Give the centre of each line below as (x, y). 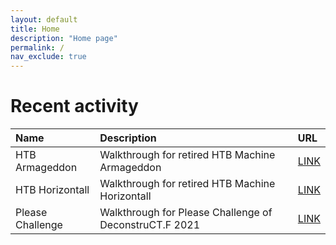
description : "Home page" (64, 38)
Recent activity (74, 106)
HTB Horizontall (52, 190)
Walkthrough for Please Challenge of (186, 213)
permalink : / (37, 47)
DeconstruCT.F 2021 (150, 225)
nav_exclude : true (48, 57)
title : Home (35, 29)
